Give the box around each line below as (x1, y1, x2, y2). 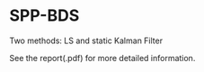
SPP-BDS (9, 5, 80, 26)
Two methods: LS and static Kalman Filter (9, 35, 164, 46)
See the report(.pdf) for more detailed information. (9, 52, 196, 63)
